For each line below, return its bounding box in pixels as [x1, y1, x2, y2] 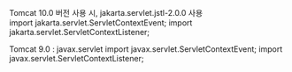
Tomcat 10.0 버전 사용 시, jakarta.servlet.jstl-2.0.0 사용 [9, 8, 204, 18]
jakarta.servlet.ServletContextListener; [9, 27, 150, 37]
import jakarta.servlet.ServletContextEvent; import [9, 18, 193, 28]
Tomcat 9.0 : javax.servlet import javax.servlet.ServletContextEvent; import [9, 44, 283, 54]
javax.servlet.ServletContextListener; [9, 54, 144, 63]
